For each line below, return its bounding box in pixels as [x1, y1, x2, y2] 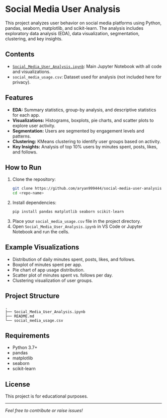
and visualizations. [12, 69, 51, 74]
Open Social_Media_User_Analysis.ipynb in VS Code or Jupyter [12, 223, 143, 229]
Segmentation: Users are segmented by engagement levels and [12, 128, 145, 134]
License [5, 380, 30, 388]
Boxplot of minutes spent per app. [12, 262, 83, 268]
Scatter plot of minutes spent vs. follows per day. [12, 272, 113, 278]
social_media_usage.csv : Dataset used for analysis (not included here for [12, 73, 162, 80]
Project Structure [5, 292, 60, 300]
